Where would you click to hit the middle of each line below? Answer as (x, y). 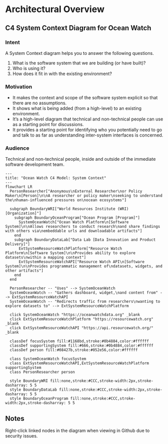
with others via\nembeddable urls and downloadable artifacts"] (74, 231)
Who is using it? (29, 68)
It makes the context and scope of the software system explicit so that (85, 98)
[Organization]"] (23, 213)
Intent (13, 42)
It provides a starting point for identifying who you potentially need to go (87, 130)
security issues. (22, 436)
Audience (17, 148)
